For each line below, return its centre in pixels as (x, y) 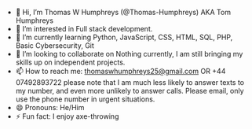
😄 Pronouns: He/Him (50, 107)
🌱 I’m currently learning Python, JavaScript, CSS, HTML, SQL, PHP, (124, 37)
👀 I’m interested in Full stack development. (84, 29)
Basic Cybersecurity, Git (55, 46)
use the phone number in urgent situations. (85, 99)
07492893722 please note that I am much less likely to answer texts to (130, 82)
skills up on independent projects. (70, 62)
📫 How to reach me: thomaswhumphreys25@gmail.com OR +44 (121, 71)
